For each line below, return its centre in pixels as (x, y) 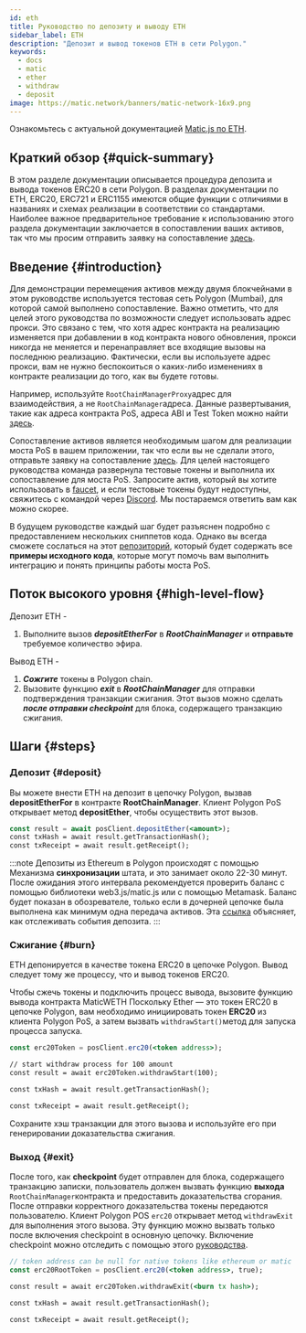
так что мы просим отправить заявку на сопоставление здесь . (132, 238)
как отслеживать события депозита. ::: (85, 922)
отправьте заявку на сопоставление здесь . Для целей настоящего (140, 460)
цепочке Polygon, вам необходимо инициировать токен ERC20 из (138, 1012)
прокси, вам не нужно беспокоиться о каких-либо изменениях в (136, 366)
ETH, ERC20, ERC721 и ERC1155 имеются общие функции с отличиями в (149, 199)
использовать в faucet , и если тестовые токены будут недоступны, (140, 489)
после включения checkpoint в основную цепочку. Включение (132, 1235)
